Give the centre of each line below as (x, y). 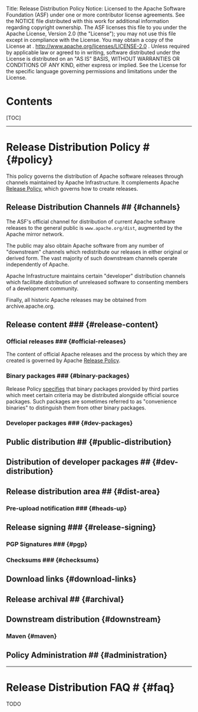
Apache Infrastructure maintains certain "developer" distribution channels (96, 276)
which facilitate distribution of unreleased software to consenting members (97, 282)
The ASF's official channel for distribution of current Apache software (91, 222)
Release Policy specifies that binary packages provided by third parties (92, 389)
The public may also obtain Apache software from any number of (85, 245)
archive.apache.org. (30, 306)
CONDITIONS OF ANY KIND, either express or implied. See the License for (96, 65)
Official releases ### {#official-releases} (66, 341)
